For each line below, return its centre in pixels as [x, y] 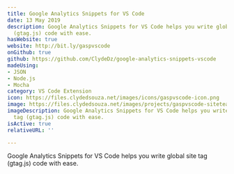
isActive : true [29, 124]
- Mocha [18, 85]
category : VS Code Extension [49, 91]
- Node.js [22, 78]
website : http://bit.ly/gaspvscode [59, 46]
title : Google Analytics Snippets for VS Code [76, 14]
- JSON [17, 72]
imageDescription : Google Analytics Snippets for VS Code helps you [109, 111]
